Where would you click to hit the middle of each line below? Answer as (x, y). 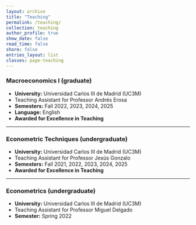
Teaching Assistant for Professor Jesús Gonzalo (72, 158)
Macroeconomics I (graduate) (49, 81)
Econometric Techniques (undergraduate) (67, 139)
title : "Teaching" (28, 17)
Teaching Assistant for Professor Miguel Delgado (73, 210)
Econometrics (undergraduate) (51, 191)
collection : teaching (32, 28)
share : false (22, 50)
